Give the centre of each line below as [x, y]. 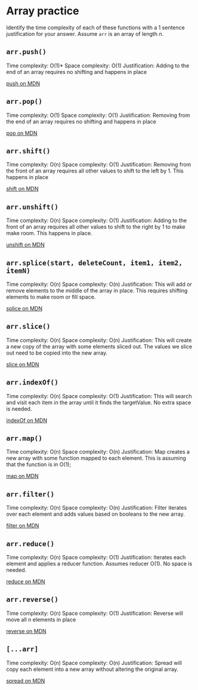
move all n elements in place [41, 620]
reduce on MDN [26, 582]
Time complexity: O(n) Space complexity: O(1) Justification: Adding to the [97, 221]
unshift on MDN [25, 245]
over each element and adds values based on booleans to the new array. [95, 514]
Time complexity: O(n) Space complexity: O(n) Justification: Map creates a [98, 452]
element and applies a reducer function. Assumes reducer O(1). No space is [99, 564]
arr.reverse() [32, 600]
